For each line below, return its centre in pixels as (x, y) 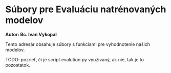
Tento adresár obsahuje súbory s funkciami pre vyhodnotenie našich (78, 44)
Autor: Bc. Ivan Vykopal (31, 34)
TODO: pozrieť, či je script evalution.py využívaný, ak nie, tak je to (75, 59)
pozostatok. (18, 65)
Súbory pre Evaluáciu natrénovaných (86, 9)
